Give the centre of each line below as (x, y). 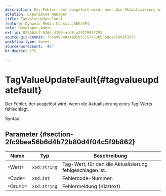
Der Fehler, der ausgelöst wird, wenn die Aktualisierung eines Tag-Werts (79, 104)
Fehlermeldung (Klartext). (92, 187)
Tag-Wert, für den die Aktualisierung (105, 164)
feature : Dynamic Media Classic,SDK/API (47, 23)
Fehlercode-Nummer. (87, 178)
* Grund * (18, 187)
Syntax (12, 118)
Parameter (22, 134)
